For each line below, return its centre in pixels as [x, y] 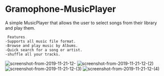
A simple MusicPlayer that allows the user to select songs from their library [81, 23]
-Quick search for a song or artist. [44, 50]
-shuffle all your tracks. [33, 54]
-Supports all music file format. [41, 41]
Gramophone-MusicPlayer [61, 9]
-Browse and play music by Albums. [42, 45]
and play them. [20, 28]
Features [16, 37]
